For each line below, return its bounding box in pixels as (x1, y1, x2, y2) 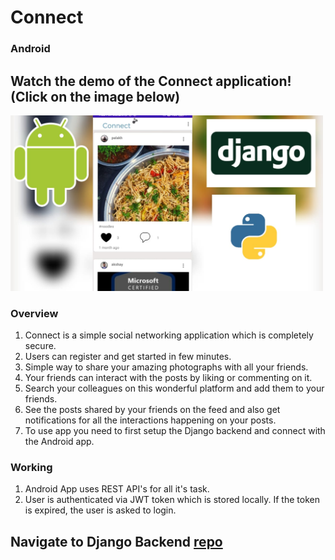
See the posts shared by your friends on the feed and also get (24, 403, 281, 415)
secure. (24, 339, 57, 351)
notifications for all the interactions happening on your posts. (24, 414, 277, 426)
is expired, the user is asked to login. (24, 504, 177, 516)
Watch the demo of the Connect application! (10, 72, 292, 90)
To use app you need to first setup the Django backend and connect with (24, 424, 326, 436)
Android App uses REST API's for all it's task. (24, 483, 210, 495)
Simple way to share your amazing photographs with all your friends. (24, 361, 309, 373)
